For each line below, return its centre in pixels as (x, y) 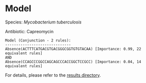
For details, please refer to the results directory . (53, 75)
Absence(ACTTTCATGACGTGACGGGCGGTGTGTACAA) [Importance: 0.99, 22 (73, 49)
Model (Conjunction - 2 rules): (38, 40)
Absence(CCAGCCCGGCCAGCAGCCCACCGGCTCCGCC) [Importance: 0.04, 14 (73, 62)
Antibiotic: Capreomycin (29, 31)
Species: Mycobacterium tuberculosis (43, 22)
